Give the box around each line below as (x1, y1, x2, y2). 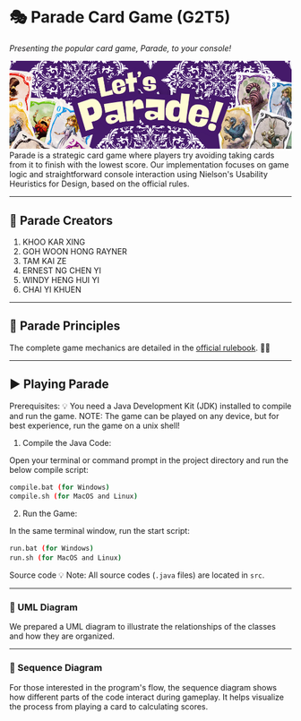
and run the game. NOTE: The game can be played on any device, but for (9, 410, 279, 421)
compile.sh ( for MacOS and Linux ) (9, 492, 139, 502)
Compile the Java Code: (21, 437, 112, 448)
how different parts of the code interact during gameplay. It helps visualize (9, 691, 285, 702)
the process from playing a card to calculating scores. (9, 700, 209, 712)
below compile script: (9, 464, 90, 475)
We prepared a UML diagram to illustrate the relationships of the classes (9, 622, 276, 632)
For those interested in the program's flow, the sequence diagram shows (9, 682, 278, 692)
